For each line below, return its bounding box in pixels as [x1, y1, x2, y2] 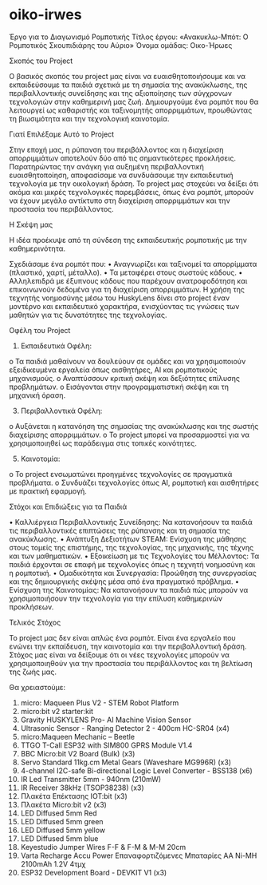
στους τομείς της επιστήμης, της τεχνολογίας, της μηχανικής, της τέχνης [9, 542, 254, 552]
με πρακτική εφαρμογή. [9, 486, 87, 496]
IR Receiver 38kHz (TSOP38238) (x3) [20, 783, 144, 792]
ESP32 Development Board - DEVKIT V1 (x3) [20, 867, 167, 877]
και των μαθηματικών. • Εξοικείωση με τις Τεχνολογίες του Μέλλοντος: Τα [9, 551, 260, 561]
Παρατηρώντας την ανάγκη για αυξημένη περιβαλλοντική [9, 161, 204, 171]
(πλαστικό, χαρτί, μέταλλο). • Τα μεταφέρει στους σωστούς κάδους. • [9, 268, 243, 277]
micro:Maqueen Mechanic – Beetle [20, 732, 135, 741]
